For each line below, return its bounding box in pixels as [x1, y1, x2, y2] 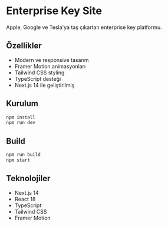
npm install [6, 114, 35, 120]
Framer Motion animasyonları [14, 63, 86, 70]
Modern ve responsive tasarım [14, 56, 90, 63]
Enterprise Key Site [6, 4, 102, 18]
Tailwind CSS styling [14, 69, 65, 76]
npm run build [6, 152, 41, 158]
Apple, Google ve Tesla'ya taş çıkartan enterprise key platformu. [6, 24, 162, 31]
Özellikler [6, 41, 42, 51]
